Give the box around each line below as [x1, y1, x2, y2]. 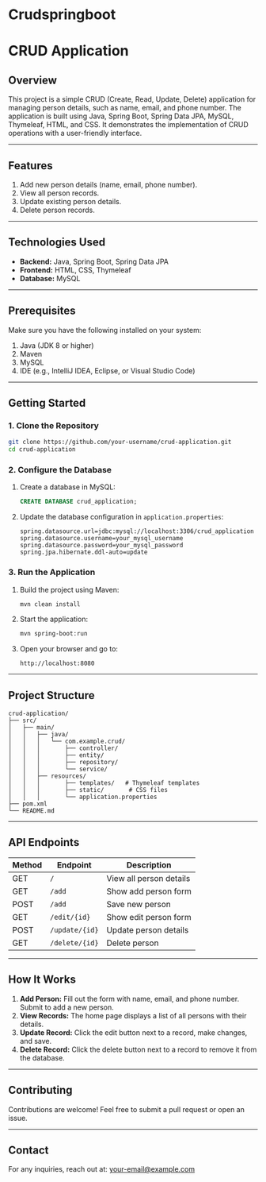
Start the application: [19, 614, 89, 624]
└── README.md [8, 807, 55, 815]
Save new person [106, 898, 172, 910]
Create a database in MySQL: [19, 482, 116, 492]
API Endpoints [8, 836, 80, 849]
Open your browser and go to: [19, 644, 119, 654]
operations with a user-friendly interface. [8, 129, 142, 138]
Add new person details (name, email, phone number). [19, 180, 198, 189]
